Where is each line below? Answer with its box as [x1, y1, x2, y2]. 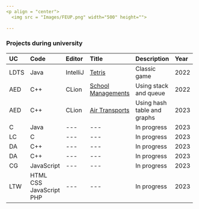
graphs [135, 113, 155, 121]
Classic [135, 65, 156, 73]
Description [135, 54, 169, 63]
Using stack [135, 81, 169, 89]
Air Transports [89, 106, 130, 114]
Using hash [135, 98, 167, 107]
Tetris [89, 68, 106, 76]
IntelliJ [66, 68, 84, 76]
